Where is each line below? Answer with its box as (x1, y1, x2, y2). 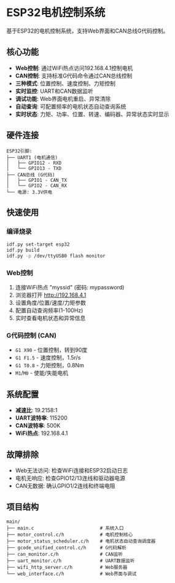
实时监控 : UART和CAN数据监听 (15, 87, 93, 95)
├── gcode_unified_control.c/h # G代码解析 (6, 544, 127, 550)
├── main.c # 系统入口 (6, 525, 124, 531)
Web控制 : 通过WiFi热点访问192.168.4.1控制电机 (15, 64, 133, 71)
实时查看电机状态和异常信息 (15, 315, 86, 322)
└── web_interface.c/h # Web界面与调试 (6, 571, 137, 577)
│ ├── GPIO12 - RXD (6, 160, 62, 166)
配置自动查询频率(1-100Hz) (15, 307, 84, 314)
